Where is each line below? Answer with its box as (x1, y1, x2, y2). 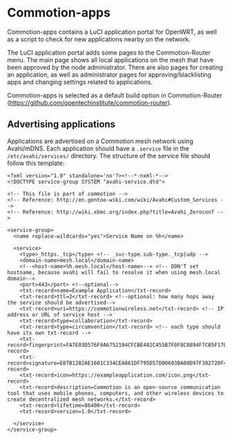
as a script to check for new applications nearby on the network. (7, 35, 191, 43)
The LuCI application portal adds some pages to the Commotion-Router (7, 48, 211, 57)
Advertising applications (7, 119, 116, 131)
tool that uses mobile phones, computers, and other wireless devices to (7, 390, 224, 396)
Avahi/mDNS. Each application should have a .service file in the (7, 144, 190, 153)
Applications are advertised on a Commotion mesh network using (7, 137, 193, 145)
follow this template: (7, 159, 65, 167)
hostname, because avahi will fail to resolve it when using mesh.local (7, 269, 221, 276)
